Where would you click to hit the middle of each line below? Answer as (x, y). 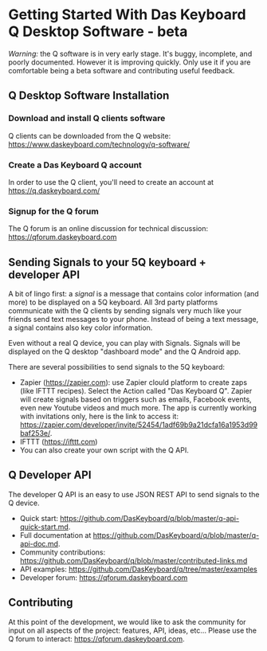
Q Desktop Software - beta (98, 31)
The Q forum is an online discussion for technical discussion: (108, 229)
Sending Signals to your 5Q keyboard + (107, 262)
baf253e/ (35, 433)
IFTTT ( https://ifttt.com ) (59, 442)
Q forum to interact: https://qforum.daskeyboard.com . (96, 638)
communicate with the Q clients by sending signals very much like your (125, 311)
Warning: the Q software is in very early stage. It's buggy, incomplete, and (130, 53)
